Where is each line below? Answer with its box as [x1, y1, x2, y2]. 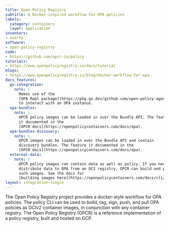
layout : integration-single [5, 180, 64, 185]
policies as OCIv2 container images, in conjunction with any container [5, 204, 150, 210]
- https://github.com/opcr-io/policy [5, 54, 84, 59]
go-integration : [10, 82, 44, 87]
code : [5, 49, 17, 54]
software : [5, 40, 26, 45]
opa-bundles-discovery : [10, 129, 59, 134]
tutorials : [5, 59, 28, 64]
